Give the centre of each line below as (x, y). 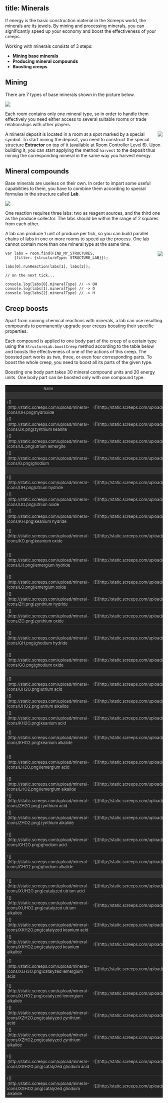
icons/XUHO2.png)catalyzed (35, 908)
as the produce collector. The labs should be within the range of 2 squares (82, 219)
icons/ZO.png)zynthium (30, 621)
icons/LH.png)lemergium (31, 565)
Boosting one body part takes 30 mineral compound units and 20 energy (80, 372)
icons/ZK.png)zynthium (30, 429)
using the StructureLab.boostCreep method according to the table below (79, 346)
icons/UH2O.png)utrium (30, 689)
